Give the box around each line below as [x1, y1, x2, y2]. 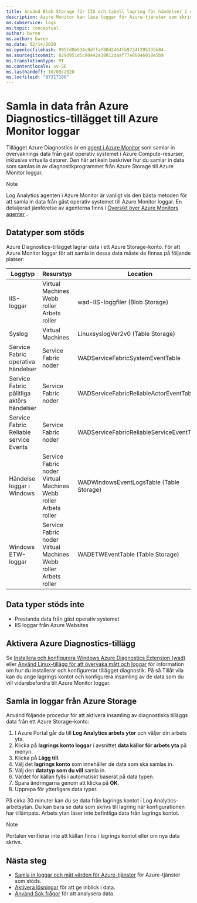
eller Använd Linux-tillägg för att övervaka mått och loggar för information [6, 660, 184, 668]
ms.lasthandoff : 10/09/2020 [6, 69, 75, 75]
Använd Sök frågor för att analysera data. [14, 890, 115, 897]
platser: [6, 255, 25, 262]
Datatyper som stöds [6, 228, 85, 238]
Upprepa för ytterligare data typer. [14, 786, 98, 793]
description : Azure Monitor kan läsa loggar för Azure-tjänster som [6, 14, 177, 20]
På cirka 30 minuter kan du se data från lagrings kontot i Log [6, 797, 152, 804]
